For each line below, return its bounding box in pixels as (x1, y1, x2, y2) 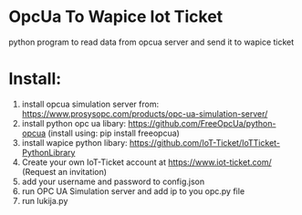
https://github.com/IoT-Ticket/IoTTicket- (129, 137, 280, 148)
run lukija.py (21, 195, 68, 206)
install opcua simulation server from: (21, 98, 160, 109)
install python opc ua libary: (21, 118, 127, 128)
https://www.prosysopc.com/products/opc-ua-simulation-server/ (21, 107, 268, 119)
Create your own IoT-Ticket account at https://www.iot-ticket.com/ (21, 157, 272, 168)
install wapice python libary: (21, 137, 129, 148)
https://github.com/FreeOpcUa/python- (128, 118, 276, 128)
